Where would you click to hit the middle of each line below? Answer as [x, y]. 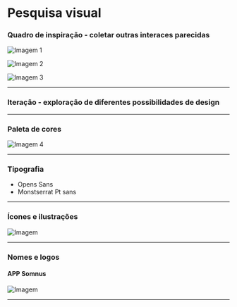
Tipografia [26, 169]
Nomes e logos [34, 257]
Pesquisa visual [54, 13]
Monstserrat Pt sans [47, 192]
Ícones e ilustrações [43, 217]
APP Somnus [27, 274]
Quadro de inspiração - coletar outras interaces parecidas [109, 35]
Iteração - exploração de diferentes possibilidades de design [114, 102]
